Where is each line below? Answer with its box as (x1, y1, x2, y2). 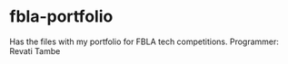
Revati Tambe (9, 45, 61, 56)
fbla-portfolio (9, 6, 114, 27)
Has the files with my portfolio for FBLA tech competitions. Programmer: (9, 36, 280, 47)
